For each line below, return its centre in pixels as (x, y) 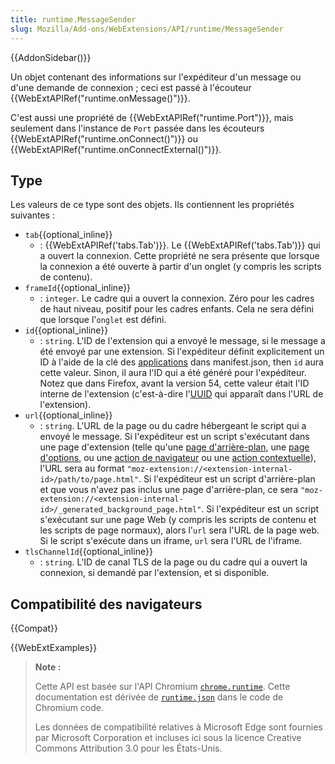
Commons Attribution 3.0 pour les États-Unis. (128, 748)
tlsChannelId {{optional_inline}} (88, 552)
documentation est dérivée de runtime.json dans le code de (159, 697)
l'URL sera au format (82, 468)
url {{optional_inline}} (68, 415)
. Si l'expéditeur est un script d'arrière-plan (227, 479)
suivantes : (32, 215)
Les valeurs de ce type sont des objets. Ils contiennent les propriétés (152, 205)
